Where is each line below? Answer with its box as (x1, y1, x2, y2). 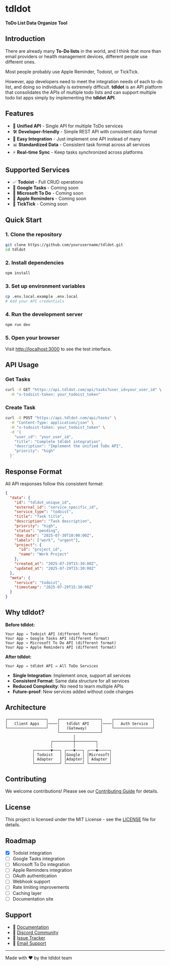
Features (5, 110, 34, 118)
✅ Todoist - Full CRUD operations (12, 179, 83, 185)
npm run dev (5, 323, 30, 328)
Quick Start (5, 216, 42, 224)
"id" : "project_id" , (18, 547, 62, 552)
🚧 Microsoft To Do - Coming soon (12, 190, 83, 196)
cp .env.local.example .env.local (5, 294, 78, 299)
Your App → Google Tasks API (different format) (5, 636, 110, 641)
